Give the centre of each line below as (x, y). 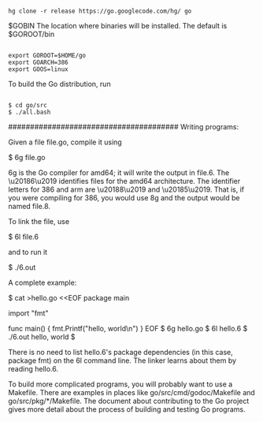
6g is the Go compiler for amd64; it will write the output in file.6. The (119, 173)
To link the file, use (39, 221)
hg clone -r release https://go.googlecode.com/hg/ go (100, 11)
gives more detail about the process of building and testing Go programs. (127, 409)
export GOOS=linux (38, 69)
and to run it (28, 252)
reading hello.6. (33, 369)
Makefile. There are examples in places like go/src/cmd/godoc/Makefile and (132, 392)
